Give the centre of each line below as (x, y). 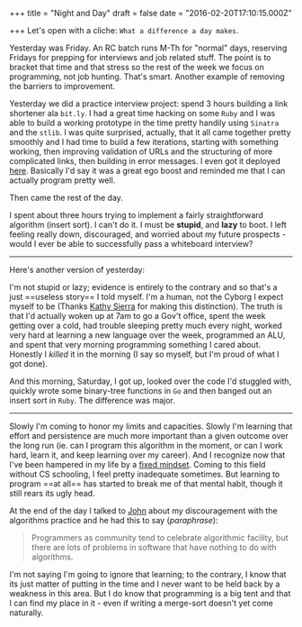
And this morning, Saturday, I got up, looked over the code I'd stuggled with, (151, 381)
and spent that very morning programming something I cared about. (135, 345)
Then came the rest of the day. (67, 198)
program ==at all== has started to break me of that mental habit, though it (146, 484)
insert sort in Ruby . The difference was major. (92, 400)
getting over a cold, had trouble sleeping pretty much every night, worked (146, 325)
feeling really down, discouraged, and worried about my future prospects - (147, 234)
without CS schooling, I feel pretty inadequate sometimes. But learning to (145, 474)
